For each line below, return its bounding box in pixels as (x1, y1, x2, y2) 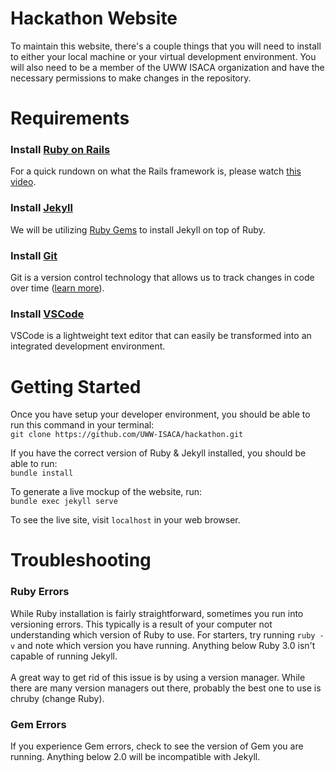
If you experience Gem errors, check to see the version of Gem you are (10, 740, 304, 752)
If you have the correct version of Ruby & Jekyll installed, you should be (10, 447, 307, 459)
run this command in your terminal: (10, 419, 155, 431)
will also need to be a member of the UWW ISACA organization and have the (10, 61, 325, 73)
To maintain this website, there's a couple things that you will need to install (10, 40, 322, 52)
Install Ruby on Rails (10, 143, 111, 157)
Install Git (10, 248, 58, 262)
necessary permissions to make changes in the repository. (10, 72, 252, 84)
